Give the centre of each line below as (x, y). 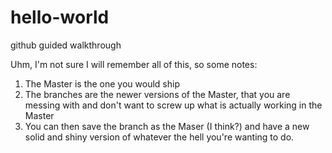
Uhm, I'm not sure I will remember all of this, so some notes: (134, 64)
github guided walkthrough (66, 45)
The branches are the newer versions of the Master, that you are (157, 94)
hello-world (60, 17)
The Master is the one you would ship (102, 83)
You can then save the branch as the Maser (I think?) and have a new (167, 126)
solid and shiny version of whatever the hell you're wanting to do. (159, 137)
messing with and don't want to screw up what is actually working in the (173, 105)
